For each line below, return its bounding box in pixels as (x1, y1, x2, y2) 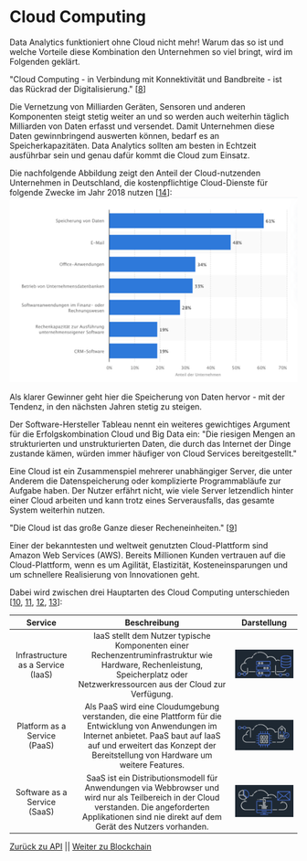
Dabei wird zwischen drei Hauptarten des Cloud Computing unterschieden (9, 587, 291, 598)
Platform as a (16, 720, 67, 732)
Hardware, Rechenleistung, (101, 660, 204, 671)
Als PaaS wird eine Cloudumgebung (84, 701, 220, 712)
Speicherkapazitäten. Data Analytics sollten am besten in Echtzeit (9, 140, 257, 151)
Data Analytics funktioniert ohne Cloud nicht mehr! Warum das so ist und (9, 37, 284, 48)
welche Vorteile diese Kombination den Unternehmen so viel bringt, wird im (9, 46, 293, 57)
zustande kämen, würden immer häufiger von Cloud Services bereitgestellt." (9, 448, 297, 459)
